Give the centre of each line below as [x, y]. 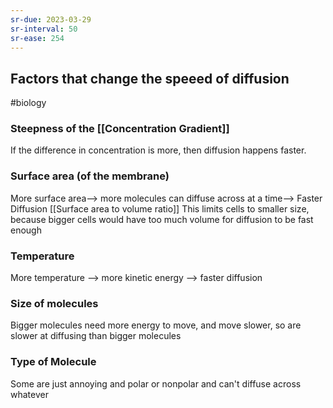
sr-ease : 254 [37, 38]
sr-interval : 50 [44, 29]
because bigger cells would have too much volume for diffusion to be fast [162, 219]
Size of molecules [54, 303]
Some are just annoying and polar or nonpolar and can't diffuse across [156, 383]
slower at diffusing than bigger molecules [96, 336]
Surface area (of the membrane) [90, 176]
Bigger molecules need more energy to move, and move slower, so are [156, 325]
